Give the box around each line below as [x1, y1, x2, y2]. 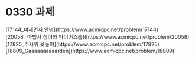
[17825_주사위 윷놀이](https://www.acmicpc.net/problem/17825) [5, 41, 160, 48]
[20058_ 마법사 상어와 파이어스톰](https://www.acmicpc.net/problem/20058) [5, 33, 190, 40]
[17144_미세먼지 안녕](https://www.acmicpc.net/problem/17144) [5, 26, 159, 33]
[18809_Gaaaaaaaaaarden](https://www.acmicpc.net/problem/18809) [5, 47, 175, 54]
